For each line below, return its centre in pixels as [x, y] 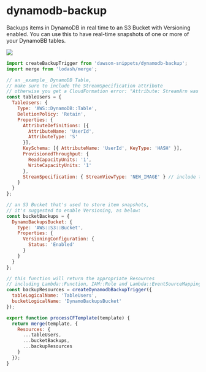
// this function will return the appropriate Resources [81, 278]
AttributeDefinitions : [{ [55, 125]
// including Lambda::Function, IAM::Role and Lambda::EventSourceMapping [104, 284]
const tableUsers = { [34, 97]
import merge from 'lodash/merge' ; [52, 69]
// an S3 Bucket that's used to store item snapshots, [78, 205]
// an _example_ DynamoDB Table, [49, 80]
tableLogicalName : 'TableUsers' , [55, 296]
